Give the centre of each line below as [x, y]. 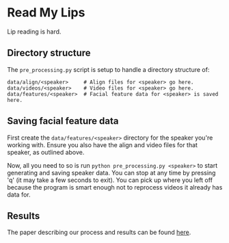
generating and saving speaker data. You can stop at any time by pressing [111, 172]
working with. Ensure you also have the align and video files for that [103, 144]
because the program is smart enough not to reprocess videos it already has [115, 187]
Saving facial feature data [63, 121]
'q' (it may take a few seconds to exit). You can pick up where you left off [110, 180]
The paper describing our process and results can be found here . [99, 232]
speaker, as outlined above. [46, 152]
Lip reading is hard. [34, 31]
